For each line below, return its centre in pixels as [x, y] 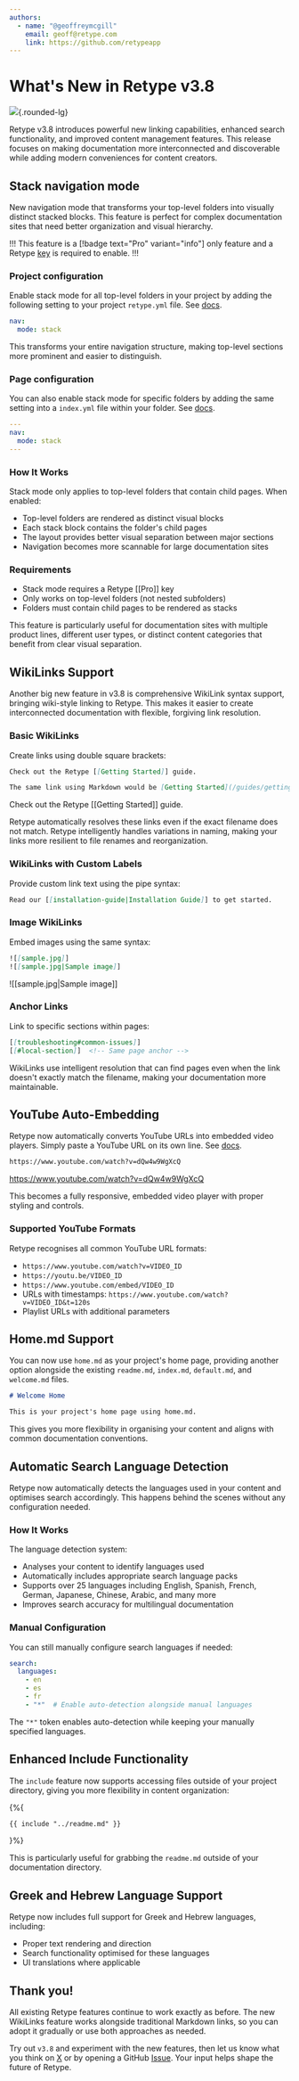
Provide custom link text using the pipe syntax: [95, 883]
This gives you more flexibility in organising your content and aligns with [141, 1429]
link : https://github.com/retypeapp [93, 42]
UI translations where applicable [81, 1962]
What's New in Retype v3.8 [112, 86]
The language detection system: [68, 1549]
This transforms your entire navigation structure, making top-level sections [146, 347]
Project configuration [57, 275]
